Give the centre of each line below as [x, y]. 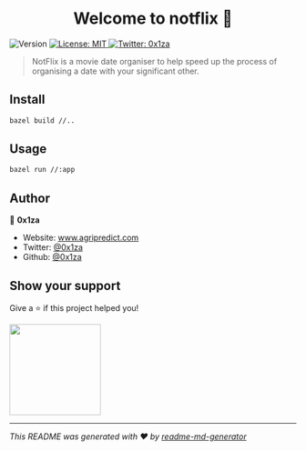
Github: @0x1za [52, 257]
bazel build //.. [42, 120]
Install [27, 100]
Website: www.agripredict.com [81, 238]
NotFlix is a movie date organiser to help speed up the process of [154, 61]
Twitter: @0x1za [53, 247]
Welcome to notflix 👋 [153, 19]
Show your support [65, 286]
